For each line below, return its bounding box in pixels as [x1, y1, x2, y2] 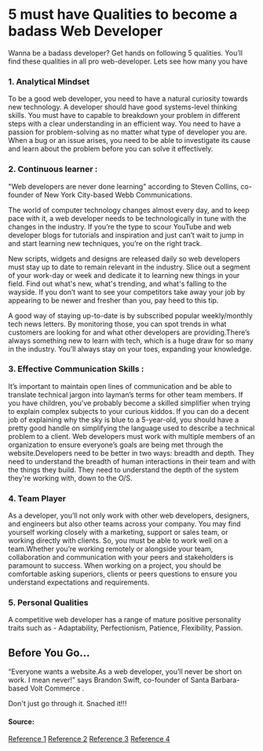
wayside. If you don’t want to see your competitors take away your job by [8, 287, 246, 296]
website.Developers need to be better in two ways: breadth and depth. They [8, 448, 255, 457]
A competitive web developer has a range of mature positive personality [8, 615, 242, 625]
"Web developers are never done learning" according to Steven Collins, [8, 181, 239, 191]
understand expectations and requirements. [8, 577, 150, 587]
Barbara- [210, 676, 240, 685]
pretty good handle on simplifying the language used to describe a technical [8, 423, 255, 433]
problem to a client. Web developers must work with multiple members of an [8, 431, 255, 441]
